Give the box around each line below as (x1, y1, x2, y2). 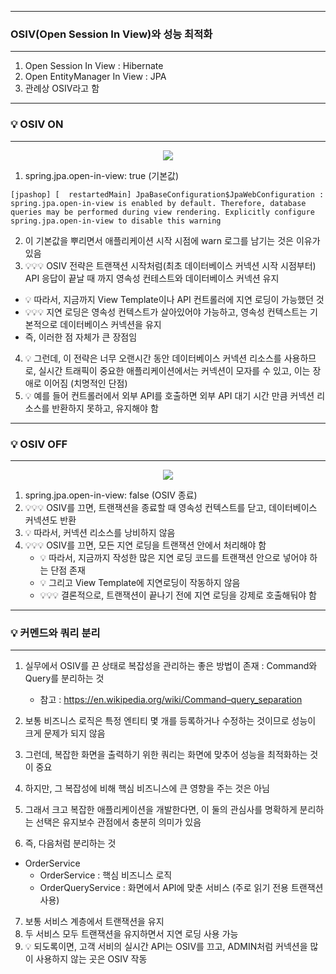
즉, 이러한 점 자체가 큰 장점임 (24, 331, 138, 343)
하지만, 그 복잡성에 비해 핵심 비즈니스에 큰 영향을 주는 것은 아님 (24, 782, 270, 795)
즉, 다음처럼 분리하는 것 (24, 837, 117, 850)
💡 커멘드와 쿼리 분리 (10, 626, 101, 640)
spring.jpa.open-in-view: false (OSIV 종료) (24, 489, 198, 501)
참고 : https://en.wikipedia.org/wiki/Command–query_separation (39, 694, 303, 706)
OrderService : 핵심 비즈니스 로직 (39, 869, 173, 881)
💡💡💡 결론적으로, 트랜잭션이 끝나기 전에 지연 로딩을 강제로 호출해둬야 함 (39, 589, 317, 601)
